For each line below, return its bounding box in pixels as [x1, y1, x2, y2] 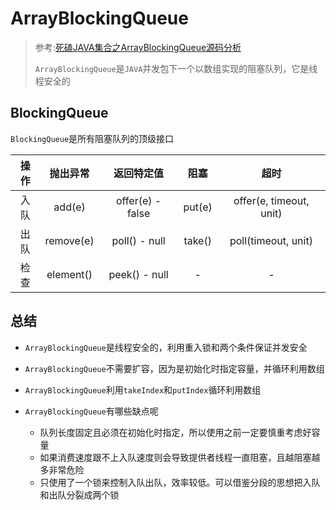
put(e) [183, 200, 213, 214]
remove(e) [44, 233, 95, 247]
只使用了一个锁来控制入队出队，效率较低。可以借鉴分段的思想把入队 [39, 476, 321, 488]
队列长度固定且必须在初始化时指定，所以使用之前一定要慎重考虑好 [39, 426, 312, 438]
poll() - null [111, 233, 166, 247]
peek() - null [108, 267, 169, 281]
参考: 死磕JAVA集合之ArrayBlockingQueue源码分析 [34, 41, 242, 53]
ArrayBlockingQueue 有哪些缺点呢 [24, 405, 159, 417]
